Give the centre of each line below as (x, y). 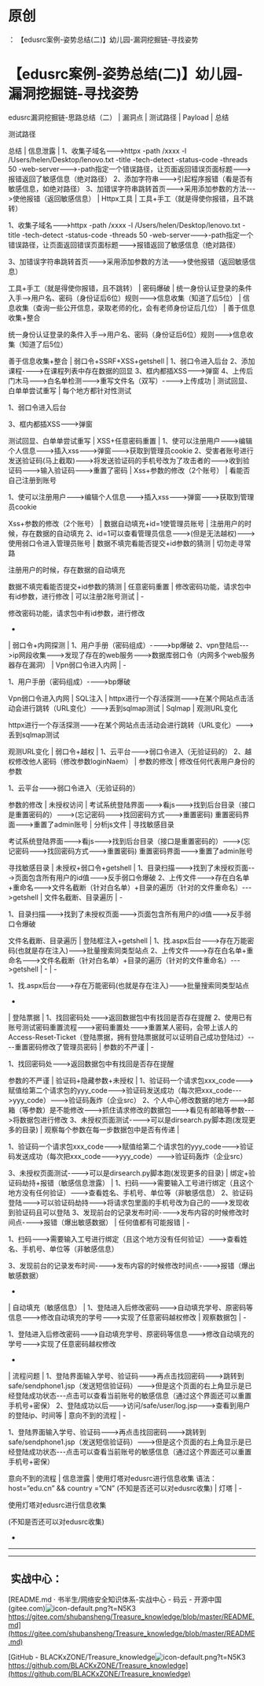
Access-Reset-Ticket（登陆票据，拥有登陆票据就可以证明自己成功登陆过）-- (131, 1037)
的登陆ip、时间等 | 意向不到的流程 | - (67, 1415)
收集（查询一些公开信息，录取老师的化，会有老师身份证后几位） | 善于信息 (135, 307)
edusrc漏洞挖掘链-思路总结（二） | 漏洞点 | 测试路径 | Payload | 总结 (119, 117)
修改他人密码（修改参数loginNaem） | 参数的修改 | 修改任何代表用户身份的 (135, 761)
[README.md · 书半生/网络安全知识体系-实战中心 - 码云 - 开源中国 (115, 1599)
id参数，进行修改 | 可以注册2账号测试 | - (79, 596)
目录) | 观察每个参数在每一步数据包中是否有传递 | (101, 1129)
